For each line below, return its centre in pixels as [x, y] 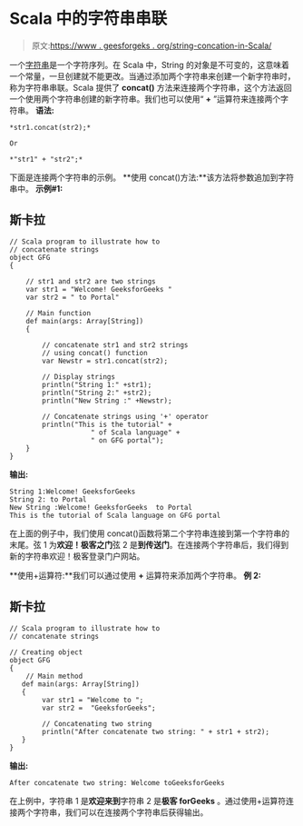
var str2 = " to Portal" [73, 297]
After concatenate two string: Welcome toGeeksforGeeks [117, 782]
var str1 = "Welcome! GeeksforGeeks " [99, 289]
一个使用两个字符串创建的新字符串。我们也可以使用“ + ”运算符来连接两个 [145, 99]
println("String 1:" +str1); [97, 384]
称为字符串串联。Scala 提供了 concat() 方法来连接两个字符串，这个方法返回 [151, 87]
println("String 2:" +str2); [97, 393]
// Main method [54, 676]
